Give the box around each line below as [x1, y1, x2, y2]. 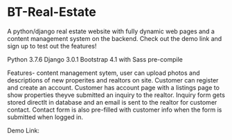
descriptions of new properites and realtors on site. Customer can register [7, 76, 219, 84]
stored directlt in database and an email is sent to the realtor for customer [7, 98, 217, 106]
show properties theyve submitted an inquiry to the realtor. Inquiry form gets [7, 91, 225, 99]
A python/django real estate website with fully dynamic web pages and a [7, 27, 215, 35]
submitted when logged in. [7, 112, 84, 121]
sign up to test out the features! [7, 42, 97, 50]
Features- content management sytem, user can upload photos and [7, 69, 200, 77]
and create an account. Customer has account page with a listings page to [7, 83, 220, 91]
